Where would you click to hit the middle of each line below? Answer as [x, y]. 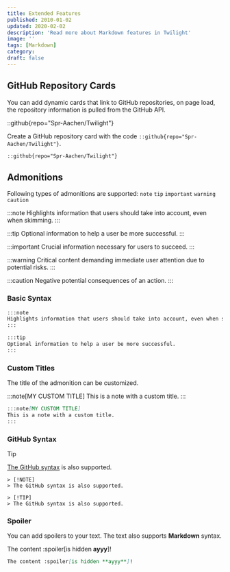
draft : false [26, 58]
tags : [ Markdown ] [32, 45]
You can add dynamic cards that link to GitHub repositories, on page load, [111, 102]
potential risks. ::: [31, 267]
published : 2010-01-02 [39, 20]
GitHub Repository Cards [62, 86]
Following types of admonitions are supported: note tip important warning [112, 194]
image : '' [21, 39]
